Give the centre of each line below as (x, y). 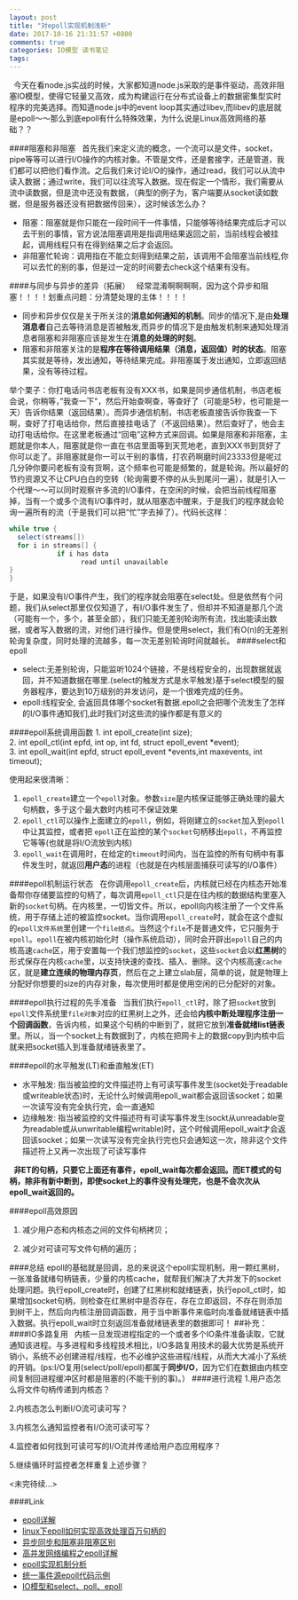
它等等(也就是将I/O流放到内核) (77, 843)
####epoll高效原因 (43, 1211)
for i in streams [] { (57, 545)
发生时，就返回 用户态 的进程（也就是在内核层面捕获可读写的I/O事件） (156, 865)
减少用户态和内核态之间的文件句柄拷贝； (96, 1230)
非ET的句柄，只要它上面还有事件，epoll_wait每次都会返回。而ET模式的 (143, 1170)
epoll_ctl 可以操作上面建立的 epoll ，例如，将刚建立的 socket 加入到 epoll (153, 821)
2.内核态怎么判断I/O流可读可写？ (69, 1408)
